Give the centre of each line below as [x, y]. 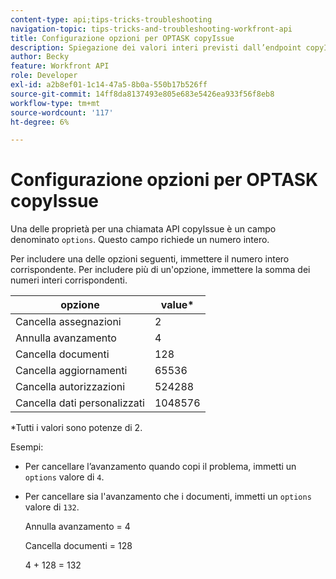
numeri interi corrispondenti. [69, 280]
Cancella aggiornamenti [71, 371]
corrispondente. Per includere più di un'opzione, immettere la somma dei [160, 270]
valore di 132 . [52, 507]
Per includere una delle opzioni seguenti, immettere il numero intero [150, 259]
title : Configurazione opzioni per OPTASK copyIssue [122, 38]
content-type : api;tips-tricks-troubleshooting [111, 19]
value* [177, 305]
